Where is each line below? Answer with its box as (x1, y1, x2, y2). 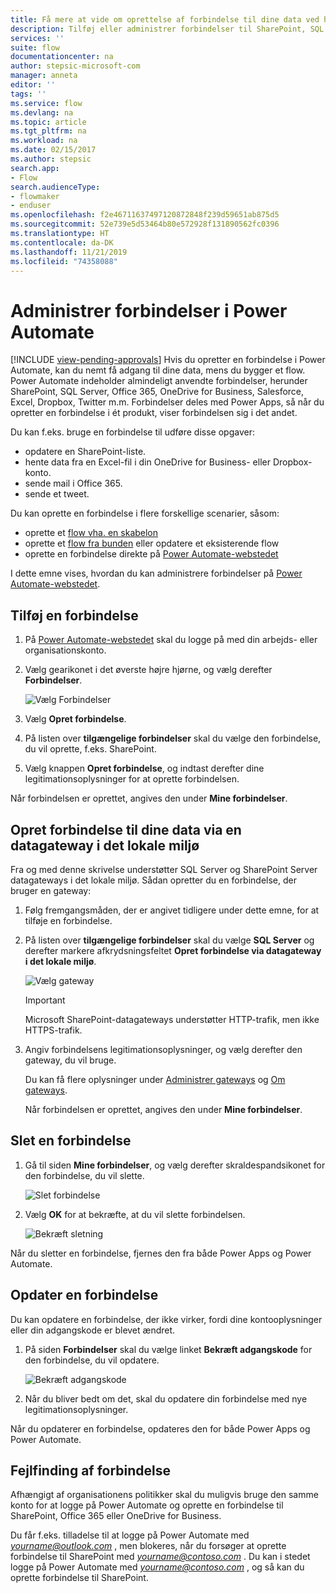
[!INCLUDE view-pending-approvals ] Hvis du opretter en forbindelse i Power (10, 354, 326, 366)
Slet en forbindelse (10, 1132, 132, 1150)
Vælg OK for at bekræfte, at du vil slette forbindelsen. (24, 1208, 246, 1220)
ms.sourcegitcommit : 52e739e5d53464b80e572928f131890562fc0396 (10, 219, 280, 230)
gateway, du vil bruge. (24, 1054, 117, 1066)
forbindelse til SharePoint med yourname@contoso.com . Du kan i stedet (10, 1551, 311, 1563)
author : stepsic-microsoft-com (10, 61, 141, 71)
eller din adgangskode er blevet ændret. (10, 1324, 176, 1336)
